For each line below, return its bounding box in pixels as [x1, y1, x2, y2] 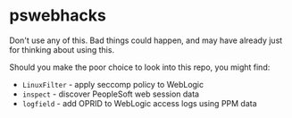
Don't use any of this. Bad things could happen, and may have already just [9, 35, 283, 46]
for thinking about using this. [9, 44, 114, 55]
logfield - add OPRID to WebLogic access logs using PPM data [21, 97, 257, 108]
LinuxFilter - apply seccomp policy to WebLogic [21, 79, 204, 89]
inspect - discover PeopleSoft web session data [21, 88, 199, 99]
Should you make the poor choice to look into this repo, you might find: [9, 62, 271, 72]
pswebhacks [9, 5, 107, 26]
